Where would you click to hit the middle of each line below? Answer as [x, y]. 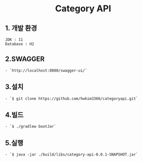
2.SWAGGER [25, 59]
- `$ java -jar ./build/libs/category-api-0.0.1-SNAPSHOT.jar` [72, 155]
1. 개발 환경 [21, 28]
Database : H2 [20, 44]
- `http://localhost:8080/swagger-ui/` [46, 70]
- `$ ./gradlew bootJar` [31, 126]
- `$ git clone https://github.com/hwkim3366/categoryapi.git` [72, 99]
